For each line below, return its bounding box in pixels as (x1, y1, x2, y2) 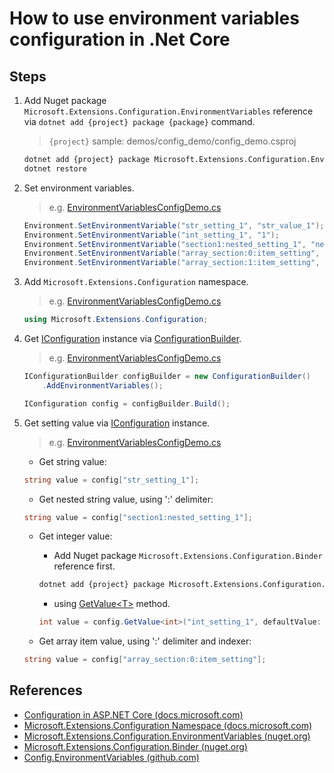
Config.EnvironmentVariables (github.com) (23, 751, 200, 763)
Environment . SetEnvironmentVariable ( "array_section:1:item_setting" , (23, 258, 321, 268)
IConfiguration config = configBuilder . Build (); (23, 398, 231, 409)
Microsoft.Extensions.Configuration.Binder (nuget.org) (23, 740, 248, 752)
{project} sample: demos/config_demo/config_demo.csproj (48, 135, 297, 147)
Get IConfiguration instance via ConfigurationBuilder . (23, 333, 242, 344)
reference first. (53, 560, 116, 572)
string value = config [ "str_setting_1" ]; (23, 475, 200, 485)
